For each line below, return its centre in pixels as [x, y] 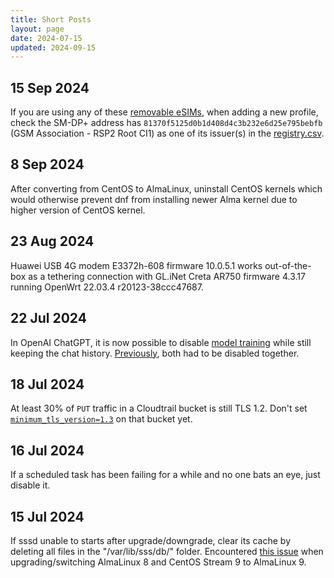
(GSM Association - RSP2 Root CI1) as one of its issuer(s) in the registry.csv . [167, 133]
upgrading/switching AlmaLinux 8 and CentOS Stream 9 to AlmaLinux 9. [158, 562]
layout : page [37, 29]
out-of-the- [288, 265]
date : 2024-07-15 [46, 38]
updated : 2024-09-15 [53, 47]
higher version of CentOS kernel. [78, 210]
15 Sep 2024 [50, 87]
